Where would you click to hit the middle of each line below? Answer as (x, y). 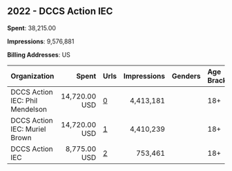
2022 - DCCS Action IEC (60, 11)
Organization (32, 76)
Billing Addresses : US (39, 54)
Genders (186, 76)
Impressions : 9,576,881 (41, 41)
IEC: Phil (24, 101)
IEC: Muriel (28, 129)
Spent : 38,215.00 (32, 28)
